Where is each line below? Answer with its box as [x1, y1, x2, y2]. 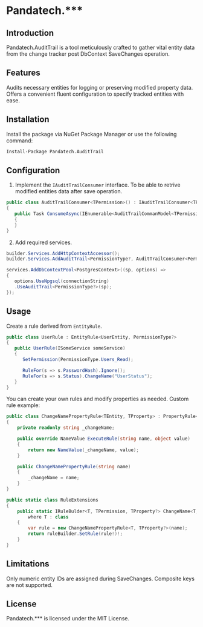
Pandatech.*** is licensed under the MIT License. [6, 615, 130, 622]
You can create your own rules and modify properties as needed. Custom [6, 395, 189, 403]
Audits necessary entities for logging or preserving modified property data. [6, 84, 193, 91]
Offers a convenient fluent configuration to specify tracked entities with [6, 90, 184, 98]
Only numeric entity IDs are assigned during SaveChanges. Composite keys [6, 575, 195, 582]
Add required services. [14, 239, 72, 246]
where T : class [28, 514, 69, 520]
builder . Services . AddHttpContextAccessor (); [6, 250, 120, 256]
